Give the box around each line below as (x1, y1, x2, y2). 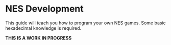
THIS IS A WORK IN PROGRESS (5, 35, 72, 41)
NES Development (5, 3, 84, 15)
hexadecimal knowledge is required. (5, 25, 82, 31)
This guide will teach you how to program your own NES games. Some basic (5, 20, 166, 26)
